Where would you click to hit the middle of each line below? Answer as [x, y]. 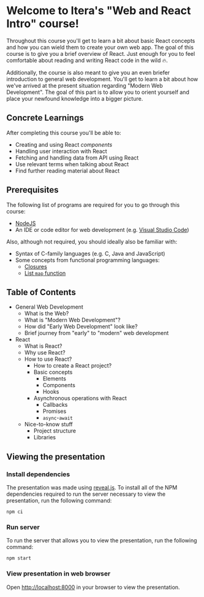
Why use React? [45, 353]
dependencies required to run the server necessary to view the [86, 494]
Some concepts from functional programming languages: [87, 260]
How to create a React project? [73, 366]
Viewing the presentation [56, 457]
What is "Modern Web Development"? [72, 320]
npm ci [15, 512]
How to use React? [48, 359]
